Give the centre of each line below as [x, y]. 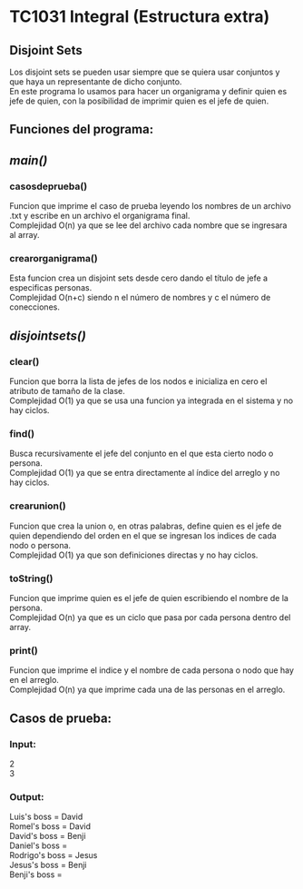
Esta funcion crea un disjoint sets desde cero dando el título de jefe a [139, 278]
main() [29, 160]
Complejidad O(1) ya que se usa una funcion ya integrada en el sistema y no [151, 400]
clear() [24, 361]
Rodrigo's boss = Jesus [54, 855]
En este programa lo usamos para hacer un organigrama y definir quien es [148, 91]
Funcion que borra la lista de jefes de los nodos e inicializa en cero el [138, 381]
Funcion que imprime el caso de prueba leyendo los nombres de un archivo [151, 206]
